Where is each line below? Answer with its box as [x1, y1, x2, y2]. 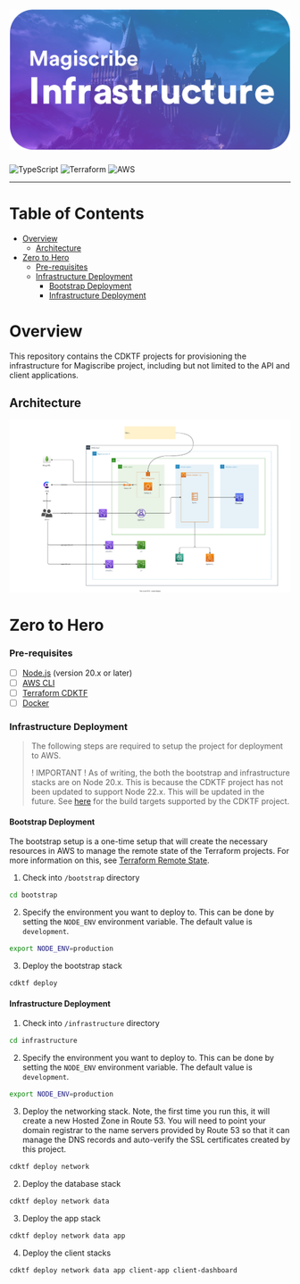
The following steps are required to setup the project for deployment [30, 741, 284, 751]
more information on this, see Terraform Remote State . [9, 855, 210, 866]
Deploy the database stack [21, 1178, 121, 1189]
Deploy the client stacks [21, 1247, 112, 1258]
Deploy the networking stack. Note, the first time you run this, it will [21, 1106, 271, 1117]
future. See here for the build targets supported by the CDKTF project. [30, 796, 290, 807]
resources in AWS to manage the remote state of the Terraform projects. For [9, 846, 290, 857]
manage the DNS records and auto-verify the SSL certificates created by [21, 1134, 290, 1146]
